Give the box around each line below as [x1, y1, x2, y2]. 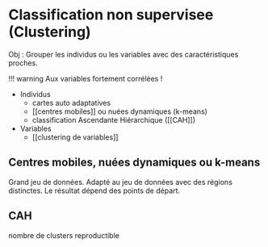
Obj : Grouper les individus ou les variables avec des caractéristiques [8, 49, 239, 59]
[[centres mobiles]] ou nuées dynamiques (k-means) [31, 107, 208, 116]
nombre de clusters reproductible [8, 230, 119, 240]
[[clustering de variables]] [31, 132, 119, 142]
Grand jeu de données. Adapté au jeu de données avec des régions [8, 177, 232, 186]
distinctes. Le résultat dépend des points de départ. [8, 186, 180, 195]
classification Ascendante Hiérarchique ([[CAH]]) [31, 115, 196, 124]
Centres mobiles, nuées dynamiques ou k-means [8, 156, 261, 170]
